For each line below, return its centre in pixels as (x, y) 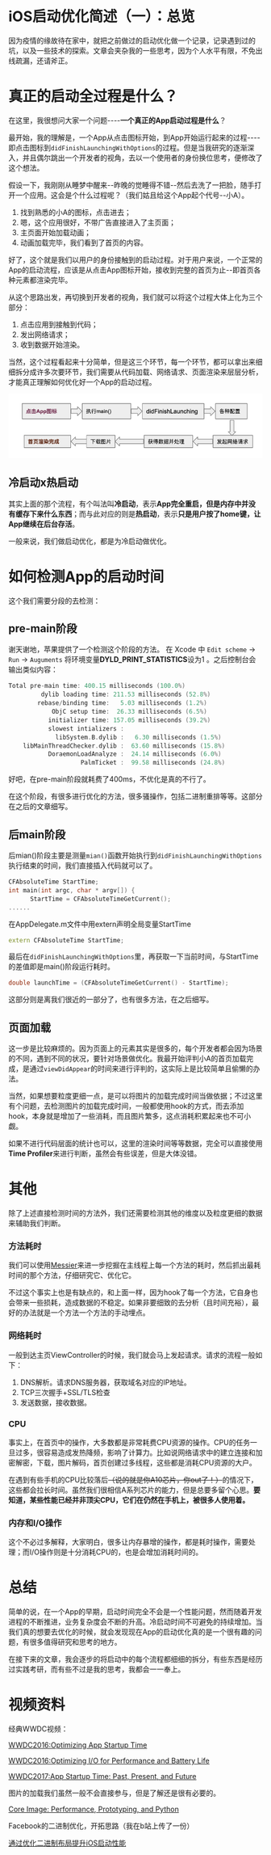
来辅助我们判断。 (37, 1223)
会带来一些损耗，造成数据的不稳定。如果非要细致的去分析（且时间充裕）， (130, 1303)
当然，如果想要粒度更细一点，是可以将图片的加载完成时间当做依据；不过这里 (135, 1096)
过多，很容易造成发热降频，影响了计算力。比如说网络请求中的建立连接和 (135, 1452)
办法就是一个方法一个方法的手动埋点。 (86, 1313)
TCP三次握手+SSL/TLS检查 (65, 1392)
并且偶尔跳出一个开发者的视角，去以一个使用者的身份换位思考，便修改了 (142, 158)
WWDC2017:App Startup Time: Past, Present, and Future (102, 1777)
